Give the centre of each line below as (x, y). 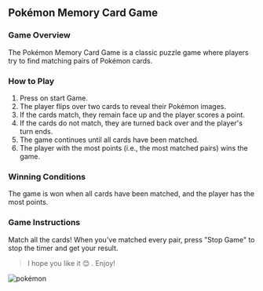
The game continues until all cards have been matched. (109, 140)
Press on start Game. (53, 98)
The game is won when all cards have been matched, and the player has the (131, 194)
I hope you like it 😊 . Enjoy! (71, 263)
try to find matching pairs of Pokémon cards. (80, 60)
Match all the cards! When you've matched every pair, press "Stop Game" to (131, 239)
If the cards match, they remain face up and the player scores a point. (132, 115)
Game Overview (39, 35)
